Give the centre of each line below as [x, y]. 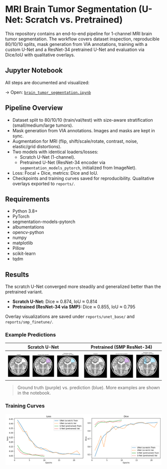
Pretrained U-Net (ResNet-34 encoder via [63, 162]
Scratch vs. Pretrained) [74, 20]
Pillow [18, 248]
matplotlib [23, 243]
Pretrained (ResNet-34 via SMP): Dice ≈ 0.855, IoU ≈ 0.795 [74, 307]
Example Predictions [31, 335]
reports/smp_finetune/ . [29, 322]
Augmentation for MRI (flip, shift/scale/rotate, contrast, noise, [75, 141]
